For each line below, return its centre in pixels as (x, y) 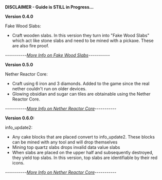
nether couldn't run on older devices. (49, 89)
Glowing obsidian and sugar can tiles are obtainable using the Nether (81, 94)
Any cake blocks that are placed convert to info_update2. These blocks (83, 137)
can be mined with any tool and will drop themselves (65, 142)
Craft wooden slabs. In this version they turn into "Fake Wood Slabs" (81, 35)
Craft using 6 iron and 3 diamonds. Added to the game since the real (81, 83)
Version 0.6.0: (20, 118)
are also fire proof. (31, 46)
